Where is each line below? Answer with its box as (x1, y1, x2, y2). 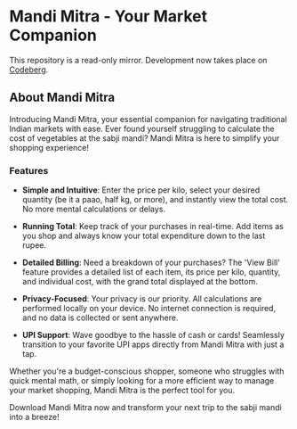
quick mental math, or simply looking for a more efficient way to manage (9, 375, 275, 386)
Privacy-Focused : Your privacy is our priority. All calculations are (21, 293, 262, 304)
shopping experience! (9, 142, 90, 153)
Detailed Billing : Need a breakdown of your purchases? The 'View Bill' (21, 257, 280, 268)
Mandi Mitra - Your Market (9, 6, 207, 27)
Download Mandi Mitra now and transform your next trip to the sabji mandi (9, 402, 282, 413)
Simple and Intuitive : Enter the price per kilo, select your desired (21, 185, 261, 195)
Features (9, 164, 49, 177)
